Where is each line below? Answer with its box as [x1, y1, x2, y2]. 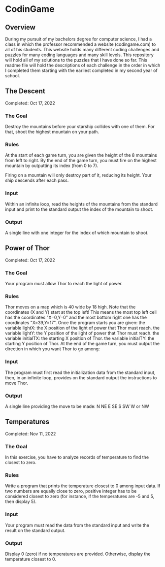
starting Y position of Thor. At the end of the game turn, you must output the [5, 341, 160, 347]
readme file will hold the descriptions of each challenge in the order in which [5, 63, 161, 68]
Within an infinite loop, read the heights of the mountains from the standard [5, 201, 158, 207]
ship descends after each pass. [5, 177, 69, 183]
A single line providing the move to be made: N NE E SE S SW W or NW [5, 403, 149, 409]
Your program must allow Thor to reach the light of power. [5, 281, 123, 287]
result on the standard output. [5, 527, 66, 533]
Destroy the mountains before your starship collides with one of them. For [5, 124, 155, 130]
